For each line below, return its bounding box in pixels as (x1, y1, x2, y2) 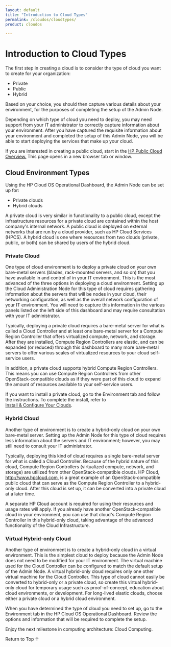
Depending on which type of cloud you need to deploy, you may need (5, 116, 152, 123)
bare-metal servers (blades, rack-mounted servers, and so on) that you (5, 269, 155, 276)
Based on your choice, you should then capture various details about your (5, 101, 161, 107)
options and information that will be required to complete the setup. (5, 616, 147, 622)
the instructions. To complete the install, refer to (5, 397, 106, 403)
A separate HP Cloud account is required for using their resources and (5, 500, 154, 507)
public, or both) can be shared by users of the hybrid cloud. (5, 239, 131, 246)
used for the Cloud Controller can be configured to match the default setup (5, 563, 163, 569)
